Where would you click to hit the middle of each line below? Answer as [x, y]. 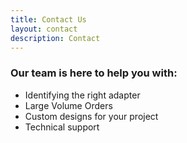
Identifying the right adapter [82, 95]
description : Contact [55, 38]
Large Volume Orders [68, 105]
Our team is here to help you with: [94, 73]
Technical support [62, 127]
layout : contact [44, 29]
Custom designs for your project [91, 116]
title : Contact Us [48, 19]
